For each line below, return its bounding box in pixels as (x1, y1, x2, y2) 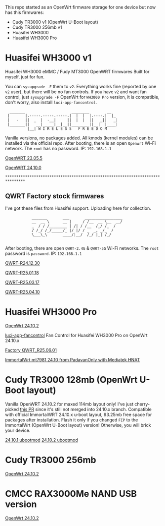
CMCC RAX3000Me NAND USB (5, 488, 137, 499)
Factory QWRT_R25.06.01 (5, 347, 57, 353)
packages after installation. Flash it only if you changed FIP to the (5, 416, 138, 423)
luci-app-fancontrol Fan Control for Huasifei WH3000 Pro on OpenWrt (5, 332, 148, 338)
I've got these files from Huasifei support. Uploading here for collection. (5, 205, 152, 211)
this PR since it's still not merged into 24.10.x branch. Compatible (20, 406, 152, 412)
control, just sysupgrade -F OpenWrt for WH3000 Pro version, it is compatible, (5, 94, 160, 100)
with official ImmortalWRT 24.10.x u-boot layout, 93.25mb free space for (5, 411, 152, 417)
